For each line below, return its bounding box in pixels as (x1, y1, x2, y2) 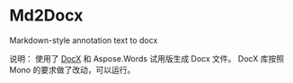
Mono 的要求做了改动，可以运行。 (9, 64, 136, 75)
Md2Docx (9, 5, 84, 26)
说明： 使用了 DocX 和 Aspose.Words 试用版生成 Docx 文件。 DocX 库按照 (9, 53, 285, 63)
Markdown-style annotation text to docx (9, 35, 158, 46)
